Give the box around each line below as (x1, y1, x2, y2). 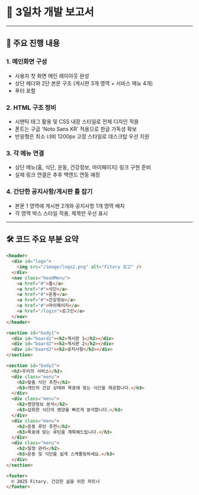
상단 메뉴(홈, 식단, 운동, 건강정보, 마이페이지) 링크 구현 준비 (14, 164, 151, 171)
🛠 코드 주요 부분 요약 (6, 234, 79, 244)
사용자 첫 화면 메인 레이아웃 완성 (14, 72, 89, 79)
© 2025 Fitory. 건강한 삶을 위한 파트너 (11, 478, 100, 484)
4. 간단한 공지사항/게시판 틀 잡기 (6, 188, 93, 196)
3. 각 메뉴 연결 (6, 149, 44, 157)
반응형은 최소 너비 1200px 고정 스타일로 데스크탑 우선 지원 (14, 133, 150, 140)
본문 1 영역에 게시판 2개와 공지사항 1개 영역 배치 (14, 202, 125, 209)
